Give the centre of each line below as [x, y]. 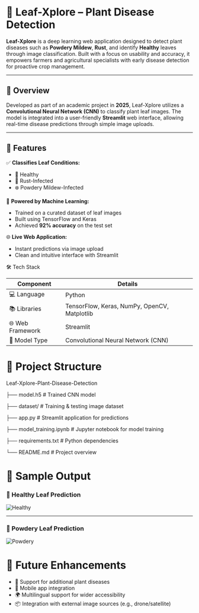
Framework [25, 330]
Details [128, 283]
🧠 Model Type [28, 340]
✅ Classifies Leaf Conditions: [43, 162]
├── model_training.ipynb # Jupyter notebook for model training [85, 429]
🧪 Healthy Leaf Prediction [44, 494]
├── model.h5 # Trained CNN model [51, 394]
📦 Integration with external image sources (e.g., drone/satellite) [93, 604]
